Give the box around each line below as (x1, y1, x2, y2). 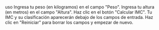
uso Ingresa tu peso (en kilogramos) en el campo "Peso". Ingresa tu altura (5, 4, 155, 10)
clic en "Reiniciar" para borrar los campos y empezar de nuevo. (5, 19, 133, 25)
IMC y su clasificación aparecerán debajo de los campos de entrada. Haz (5, 15, 154, 20)
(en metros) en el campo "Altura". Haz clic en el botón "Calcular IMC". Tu (5, 9, 152, 15)
